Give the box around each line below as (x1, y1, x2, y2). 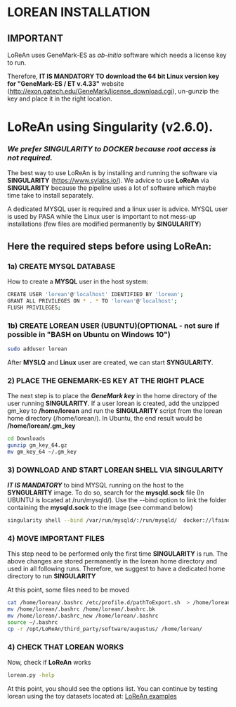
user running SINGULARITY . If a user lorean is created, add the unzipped (7, 399, 220, 408)
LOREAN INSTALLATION (7, 4, 150, 20)
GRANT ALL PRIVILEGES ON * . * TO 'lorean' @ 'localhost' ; (7, 298, 178, 305)
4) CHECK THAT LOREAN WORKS (7, 642, 124, 651)
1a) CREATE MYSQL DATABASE (7, 261, 116, 271)
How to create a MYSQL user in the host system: (7, 277, 149, 286)
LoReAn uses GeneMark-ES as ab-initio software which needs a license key (7, 51, 227, 59)
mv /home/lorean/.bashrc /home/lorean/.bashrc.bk (7, 606, 156, 613)
